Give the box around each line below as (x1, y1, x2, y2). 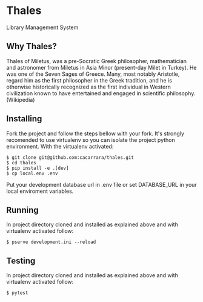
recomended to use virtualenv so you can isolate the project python (6, 136, 175, 143)
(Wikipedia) (6, 96, 35, 103)
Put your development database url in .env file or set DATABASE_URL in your (6, 181, 197, 188)
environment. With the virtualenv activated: (6, 143, 114, 150)
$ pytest (6, 290, 28, 296)
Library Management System (6, 24, 79, 31)
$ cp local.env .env (6, 170, 59, 176)
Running (6, 204, 39, 215)
